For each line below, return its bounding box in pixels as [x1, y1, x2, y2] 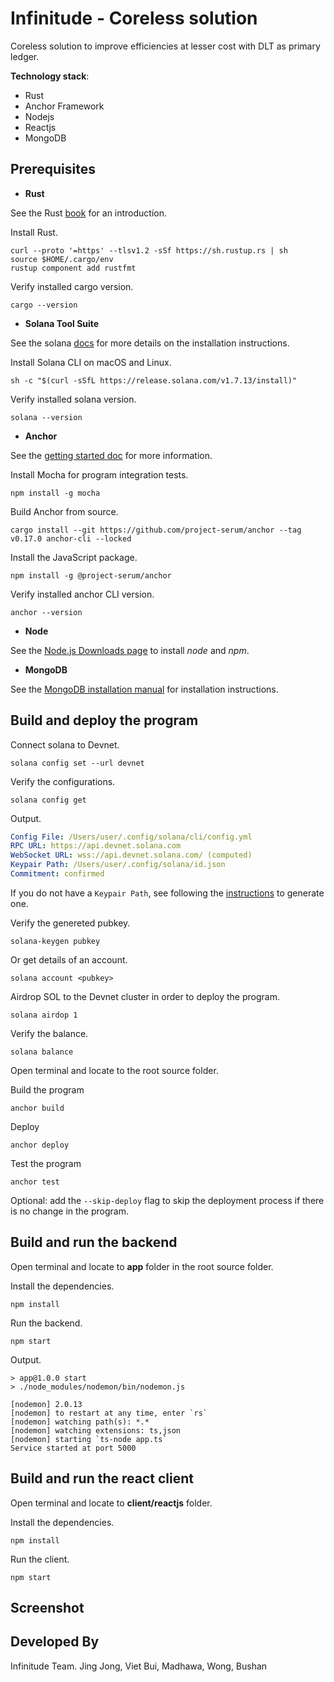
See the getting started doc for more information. [10, 449, 213, 461]
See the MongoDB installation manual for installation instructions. [10, 683, 279, 695]
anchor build [10, 1103, 65, 1113]
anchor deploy [10, 1140, 70, 1150]
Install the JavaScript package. [10, 551, 138, 563]
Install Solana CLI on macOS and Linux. [10, 356, 172, 368]
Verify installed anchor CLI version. [10, 588, 155, 600]
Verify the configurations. [10, 775, 116, 787]
